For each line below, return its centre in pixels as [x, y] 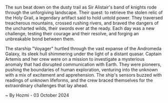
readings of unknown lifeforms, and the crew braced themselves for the [79, 80]
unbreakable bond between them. [40, 39]
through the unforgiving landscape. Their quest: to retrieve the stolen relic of [84, 12]
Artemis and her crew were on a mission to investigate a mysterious [75, 59]
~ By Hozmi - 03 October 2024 [37, 95]
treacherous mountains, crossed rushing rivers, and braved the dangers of [82, 23]
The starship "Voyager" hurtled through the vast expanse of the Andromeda [83, 49]
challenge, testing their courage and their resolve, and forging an [72, 34]
